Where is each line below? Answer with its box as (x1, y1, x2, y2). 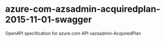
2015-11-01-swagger (5, 14, 92, 25)
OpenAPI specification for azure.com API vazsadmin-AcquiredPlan (5, 30, 141, 36)
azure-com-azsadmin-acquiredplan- (5, 3, 161, 15)
